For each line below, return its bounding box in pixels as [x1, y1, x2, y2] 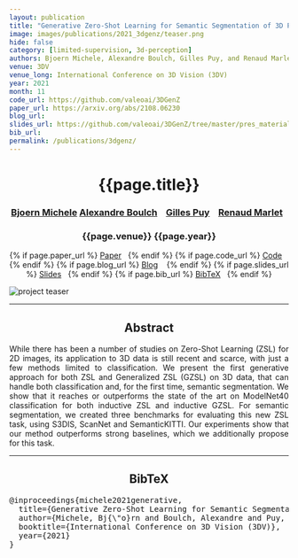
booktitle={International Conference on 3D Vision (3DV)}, [18, 522, 281, 531]
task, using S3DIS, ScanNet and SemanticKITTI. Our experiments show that [9, 418, 289, 430]
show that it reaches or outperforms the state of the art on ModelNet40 [9, 391, 289, 401]
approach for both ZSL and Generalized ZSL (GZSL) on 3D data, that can [9, 371, 289, 382]
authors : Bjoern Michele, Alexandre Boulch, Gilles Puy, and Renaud [9, 54, 268, 63]
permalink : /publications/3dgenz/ [9, 136, 137, 145]
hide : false [9, 37, 53, 47]
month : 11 [9, 87, 46, 96]
